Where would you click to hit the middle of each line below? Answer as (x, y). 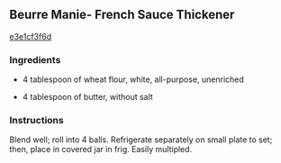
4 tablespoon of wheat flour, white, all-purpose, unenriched (133, 79)
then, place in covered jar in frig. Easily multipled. (101, 149)
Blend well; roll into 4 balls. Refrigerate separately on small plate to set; (141, 140)
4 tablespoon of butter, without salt (87, 97)
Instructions (37, 121)
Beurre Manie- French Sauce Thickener (122, 15)
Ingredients (35, 59)
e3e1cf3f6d (31, 36)
